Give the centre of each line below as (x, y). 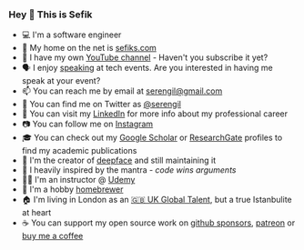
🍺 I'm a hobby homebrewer (72, 189)
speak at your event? (61, 81)
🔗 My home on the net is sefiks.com (89, 48)
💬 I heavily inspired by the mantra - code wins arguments (129, 170)
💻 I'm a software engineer (71, 35)
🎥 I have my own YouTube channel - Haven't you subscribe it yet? (145, 57)
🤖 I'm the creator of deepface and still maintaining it (119, 160)
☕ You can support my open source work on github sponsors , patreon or (158, 223)
